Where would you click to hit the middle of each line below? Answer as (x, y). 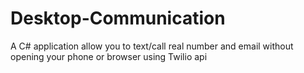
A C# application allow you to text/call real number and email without (152, 46)
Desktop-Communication (118, 18)
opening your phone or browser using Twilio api (109, 56)
